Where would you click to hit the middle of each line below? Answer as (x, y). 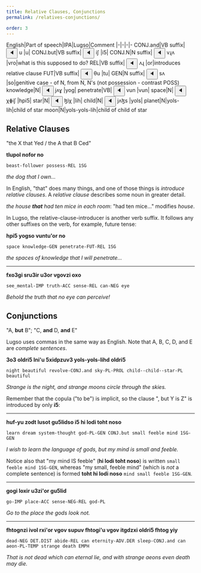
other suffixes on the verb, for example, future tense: (71, 224)
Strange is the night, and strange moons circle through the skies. (86, 387)
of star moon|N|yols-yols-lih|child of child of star (87, 110)
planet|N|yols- (162, 101)
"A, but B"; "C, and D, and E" (42, 330)
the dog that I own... (31, 177)
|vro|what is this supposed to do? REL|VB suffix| (66, 63)
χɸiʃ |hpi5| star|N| (28, 101)
